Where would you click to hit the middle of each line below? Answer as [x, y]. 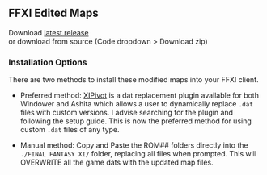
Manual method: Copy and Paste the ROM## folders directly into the [134, 145]
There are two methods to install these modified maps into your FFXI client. [133, 80]
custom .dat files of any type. [70, 130]
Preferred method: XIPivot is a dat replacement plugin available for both [139, 95]
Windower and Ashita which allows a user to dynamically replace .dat [136, 104]
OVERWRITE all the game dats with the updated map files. [117, 162]
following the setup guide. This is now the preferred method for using [136, 121]
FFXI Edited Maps [53, 13]
